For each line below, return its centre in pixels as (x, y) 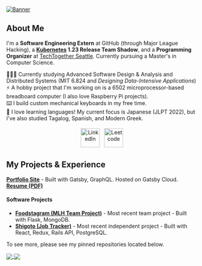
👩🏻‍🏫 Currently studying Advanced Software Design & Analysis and (89, 74)
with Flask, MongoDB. (42, 219)
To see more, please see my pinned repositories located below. (85, 244)
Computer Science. (30, 62)
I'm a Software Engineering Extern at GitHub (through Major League (92, 43)
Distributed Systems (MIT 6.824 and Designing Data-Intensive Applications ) (101, 80)
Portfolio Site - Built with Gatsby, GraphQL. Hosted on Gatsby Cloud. (92, 179)
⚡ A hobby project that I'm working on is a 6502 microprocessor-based (95, 87)
